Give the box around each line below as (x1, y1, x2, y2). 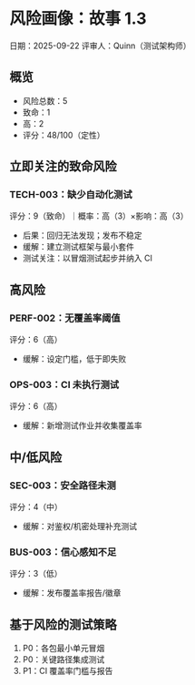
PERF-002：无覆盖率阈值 (9, 312, 121, 324)
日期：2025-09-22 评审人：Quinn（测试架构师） (9, 40, 192, 51)
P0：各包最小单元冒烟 (22, 643, 105, 654)
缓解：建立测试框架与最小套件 (22, 241, 134, 252)
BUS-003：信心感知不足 (9, 546, 117, 558)
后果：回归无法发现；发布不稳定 (22, 230, 142, 241)
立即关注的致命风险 (9, 158, 117, 174)
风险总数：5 (22, 95, 68, 106)
